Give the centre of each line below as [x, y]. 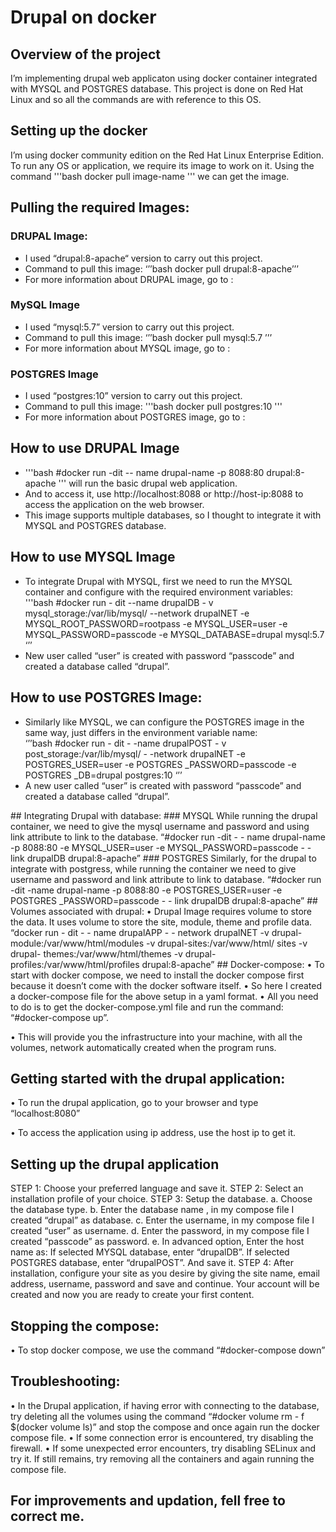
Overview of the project [86, 54]
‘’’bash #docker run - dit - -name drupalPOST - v [125, 743]
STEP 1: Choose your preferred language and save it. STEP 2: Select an [157, 1188]
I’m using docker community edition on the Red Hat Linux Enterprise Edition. [167, 155]
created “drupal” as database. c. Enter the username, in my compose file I [162, 1220]
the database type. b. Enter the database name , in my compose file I [152, 1210]
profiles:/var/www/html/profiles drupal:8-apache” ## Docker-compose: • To [167, 964]
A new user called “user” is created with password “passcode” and [163, 785]
